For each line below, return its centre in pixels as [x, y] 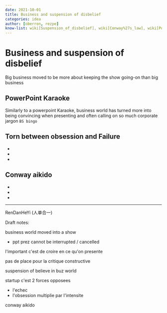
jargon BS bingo [21, 121]
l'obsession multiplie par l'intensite [48, 295]
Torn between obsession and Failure [63, 137]
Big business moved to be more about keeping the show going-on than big [82, 77]
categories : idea [23, 19]
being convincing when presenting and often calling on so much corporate [82, 116]
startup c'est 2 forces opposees [38, 280]
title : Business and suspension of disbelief [53, 14]
